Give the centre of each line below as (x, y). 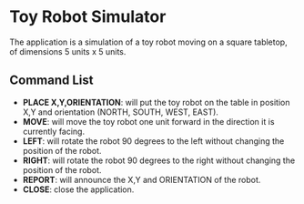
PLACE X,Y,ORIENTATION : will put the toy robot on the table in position (156, 102)
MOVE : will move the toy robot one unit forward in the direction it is (148, 121)
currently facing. (53, 131)
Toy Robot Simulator (88, 17)
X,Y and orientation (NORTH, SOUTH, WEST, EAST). (120, 112)
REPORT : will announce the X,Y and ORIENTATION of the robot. (142, 179)
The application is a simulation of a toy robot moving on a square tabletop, (149, 42)
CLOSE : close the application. (78, 189)
